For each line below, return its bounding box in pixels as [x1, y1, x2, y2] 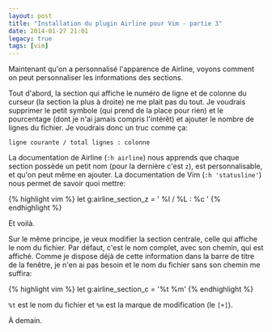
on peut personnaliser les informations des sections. [8, 73, 184, 83]
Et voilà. [8, 219, 35, 228]
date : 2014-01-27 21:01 [8, 27, 89, 35]
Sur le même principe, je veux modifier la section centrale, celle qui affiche [8, 234, 257, 244]
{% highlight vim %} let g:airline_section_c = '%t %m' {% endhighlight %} [8, 284, 253, 294]
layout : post [8, 11, 53, 20]
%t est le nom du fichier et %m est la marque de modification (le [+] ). [8, 300, 233, 310]
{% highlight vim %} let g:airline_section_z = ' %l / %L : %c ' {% [8, 194, 221, 204]
